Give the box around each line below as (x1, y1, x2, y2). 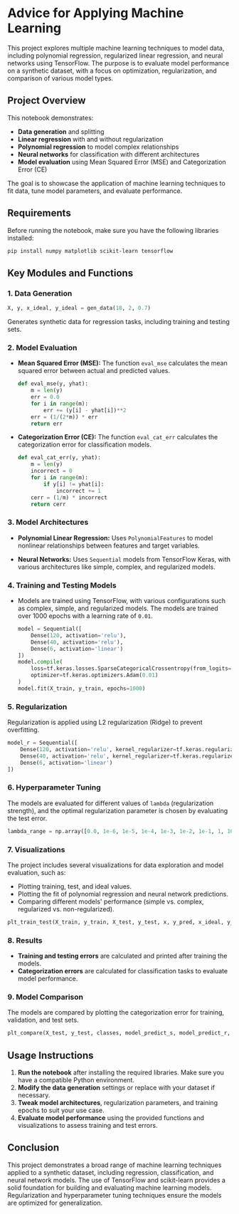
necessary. (17, 1091, 51, 1099)
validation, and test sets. (7, 1016, 80, 1025)
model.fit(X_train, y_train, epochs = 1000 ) (17, 685, 146, 692)
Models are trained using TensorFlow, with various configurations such (17, 597, 226, 605)
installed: (7, 234, 34, 242)
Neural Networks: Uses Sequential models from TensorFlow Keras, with (17, 555, 231, 563)
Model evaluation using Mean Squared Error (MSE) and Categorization (17, 157, 226, 166)
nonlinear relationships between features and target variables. (17, 541, 201, 550)
